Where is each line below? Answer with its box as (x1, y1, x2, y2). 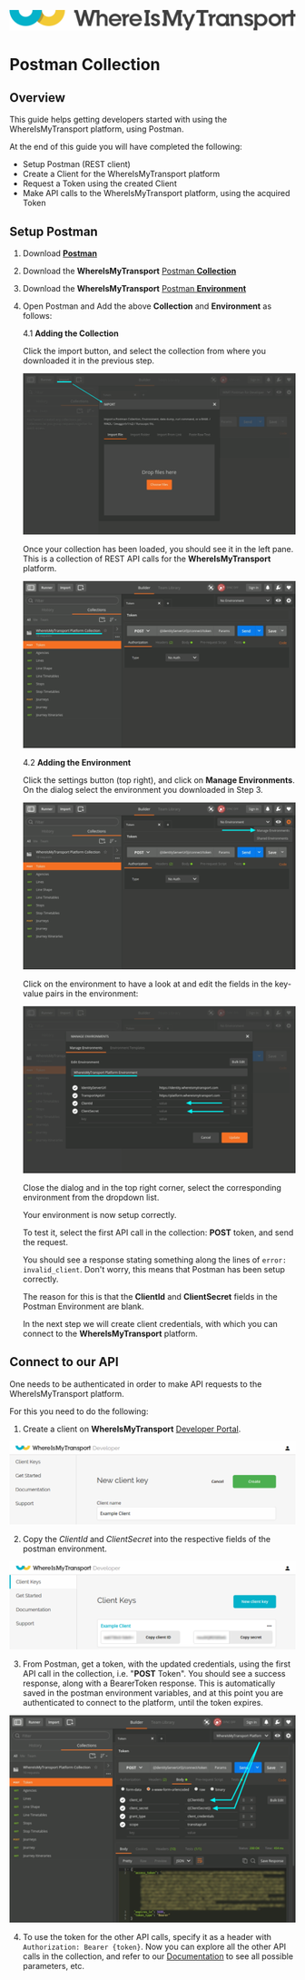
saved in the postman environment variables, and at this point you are (22, 1687, 284, 1698)
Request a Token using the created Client (22, 178, 177, 189)
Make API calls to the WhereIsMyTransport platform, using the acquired (22, 188, 290, 199)
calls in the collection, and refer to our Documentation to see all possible (22, 1950, 293, 1962)
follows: (22, 311, 53, 322)
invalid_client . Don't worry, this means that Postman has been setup (22, 1263, 286, 1274)
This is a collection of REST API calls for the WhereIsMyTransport (22, 553, 271, 564)
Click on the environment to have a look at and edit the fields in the (22, 978, 273, 989)
